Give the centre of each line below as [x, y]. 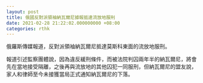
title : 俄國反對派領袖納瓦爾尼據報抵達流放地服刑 [61, 17]
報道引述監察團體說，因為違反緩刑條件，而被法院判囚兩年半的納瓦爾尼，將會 [101, 59]
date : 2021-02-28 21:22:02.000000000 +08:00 [63, 23]
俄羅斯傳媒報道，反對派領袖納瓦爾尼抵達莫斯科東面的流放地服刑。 [88, 46]
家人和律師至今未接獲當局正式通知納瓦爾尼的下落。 [70, 74]
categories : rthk [28, 29]
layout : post [23, 12]
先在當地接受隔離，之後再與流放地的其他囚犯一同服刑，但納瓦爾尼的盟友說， [101, 67]
